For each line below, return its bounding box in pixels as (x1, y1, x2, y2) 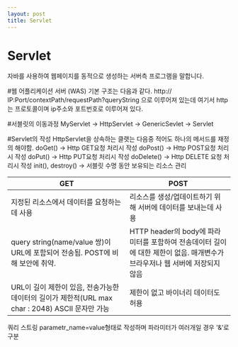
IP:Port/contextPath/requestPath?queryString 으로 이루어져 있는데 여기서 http (7, 96, 229, 104)
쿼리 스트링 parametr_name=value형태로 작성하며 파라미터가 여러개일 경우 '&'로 (7, 324, 229, 332)
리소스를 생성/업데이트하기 (129, 192, 212, 202)
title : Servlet (7, 17, 52, 24)
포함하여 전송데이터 (151, 237, 212, 247)
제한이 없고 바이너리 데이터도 (129, 288, 221, 298)
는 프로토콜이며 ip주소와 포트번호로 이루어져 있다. (7, 104, 144, 114)
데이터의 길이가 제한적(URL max (11, 293, 113, 303)
